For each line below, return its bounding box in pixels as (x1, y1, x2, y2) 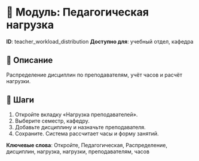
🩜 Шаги (6, 95, 35, 105)
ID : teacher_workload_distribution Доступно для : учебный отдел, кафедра (6, 38, 194, 45)
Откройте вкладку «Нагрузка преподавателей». (14, 111, 138, 118)
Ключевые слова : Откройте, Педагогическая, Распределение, (6, 141, 167, 148)
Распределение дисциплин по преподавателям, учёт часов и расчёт (6, 71, 182, 78)
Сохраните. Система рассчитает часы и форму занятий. (14, 130, 160, 137)
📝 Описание (6, 55, 53, 65)
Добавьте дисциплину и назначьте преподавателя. (14, 123, 146, 130)
